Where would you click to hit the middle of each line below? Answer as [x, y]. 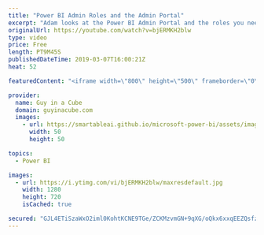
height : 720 [42, 197]
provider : [24, 95]
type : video [27, 37]
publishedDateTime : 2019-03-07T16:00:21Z [77, 60]
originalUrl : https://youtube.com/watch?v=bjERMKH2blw [100, 30]
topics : [21, 153]
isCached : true [47, 205]
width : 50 [45, 132]
